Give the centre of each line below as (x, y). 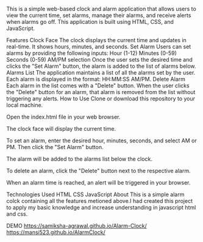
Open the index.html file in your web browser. (63, 117)
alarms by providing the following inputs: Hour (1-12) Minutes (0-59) (91, 53)
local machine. (25, 105)
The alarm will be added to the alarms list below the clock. (79, 159)
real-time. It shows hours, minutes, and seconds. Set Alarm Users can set (99, 46)
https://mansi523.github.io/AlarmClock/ (56, 232)
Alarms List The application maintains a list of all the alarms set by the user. (101, 72)
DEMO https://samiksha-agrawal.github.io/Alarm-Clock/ (77, 226)
